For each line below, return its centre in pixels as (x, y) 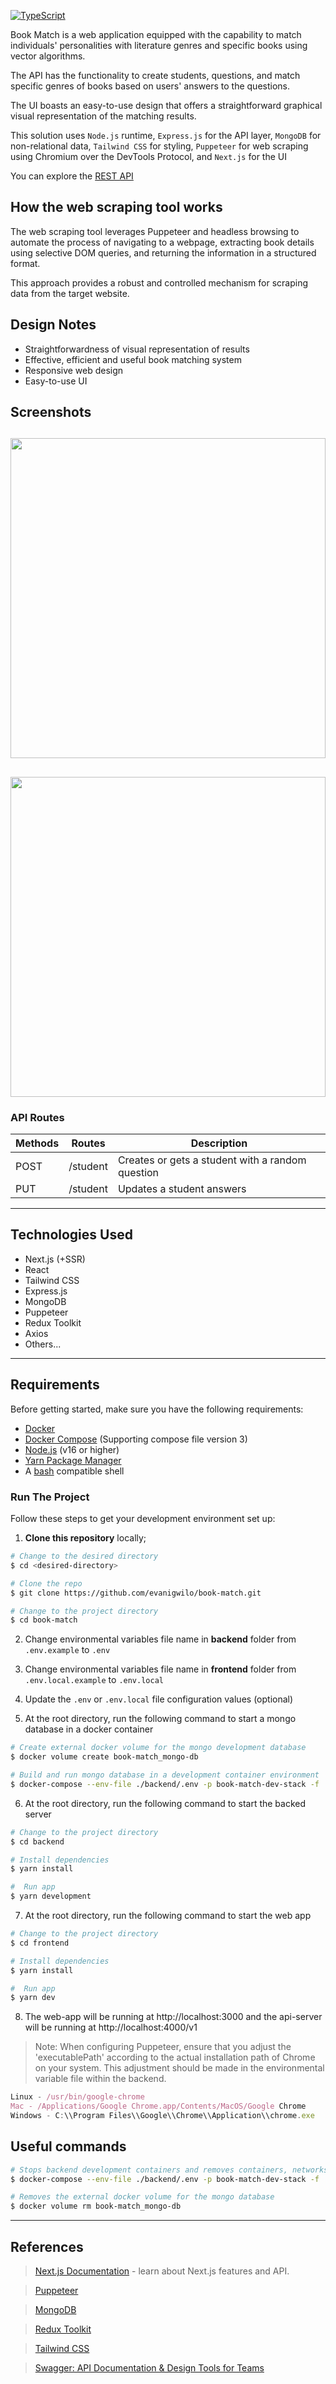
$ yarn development (51, 1896)
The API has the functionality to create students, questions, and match (155, 75)
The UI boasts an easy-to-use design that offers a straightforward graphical (166, 105)
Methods (37, 1143)
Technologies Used (71, 1235)
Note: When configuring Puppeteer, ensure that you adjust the (163, 2047)
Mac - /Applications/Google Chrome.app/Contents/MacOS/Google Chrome (158, 2106)
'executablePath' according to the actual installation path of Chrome (175, 2057)
